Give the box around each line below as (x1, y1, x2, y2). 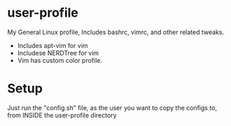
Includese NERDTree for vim (17, 49, 99, 57)
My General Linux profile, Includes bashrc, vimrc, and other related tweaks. (7, 28, 225, 36)
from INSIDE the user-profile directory (7, 111, 117, 119)
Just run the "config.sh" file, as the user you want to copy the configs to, (7, 103, 218, 112)
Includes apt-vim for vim (17, 41, 89, 49)
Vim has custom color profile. (17, 56, 103, 64)
